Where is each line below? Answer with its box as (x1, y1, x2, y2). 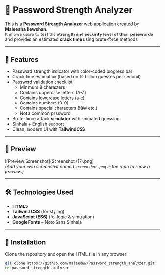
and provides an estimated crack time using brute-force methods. (5, 36, 139, 42)
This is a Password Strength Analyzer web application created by (5, 21, 139, 27)
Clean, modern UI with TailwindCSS (12, 126, 85, 132)
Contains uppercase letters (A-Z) (19, 89, 87, 95)
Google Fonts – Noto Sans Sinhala (12, 219, 82, 225)
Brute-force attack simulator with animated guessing (12, 115, 120, 121)
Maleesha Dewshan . (5, 26, 48, 32)
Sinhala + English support (12, 121, 64, 127)
